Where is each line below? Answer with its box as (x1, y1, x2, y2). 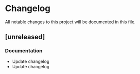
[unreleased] (5, 33, 45, 41)
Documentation (5, 47, 43, 54)
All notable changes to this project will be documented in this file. (5, 19, 136, 25)
